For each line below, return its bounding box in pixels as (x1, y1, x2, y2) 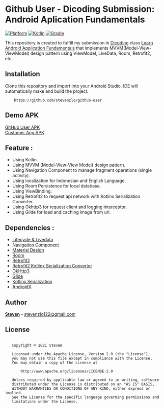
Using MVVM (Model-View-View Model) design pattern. (12, 162, 126, 168)
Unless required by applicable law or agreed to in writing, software (11, 377, 160, 382)
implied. (5, 390, 23, 395)
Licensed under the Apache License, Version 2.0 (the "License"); (11, 351, 151, 356)
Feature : (5, 144, 33, 152)
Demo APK (5, 111, 39, 119)
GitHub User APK (5, 124, 40, 130)
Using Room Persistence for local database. (12, 183, 101, 189)
